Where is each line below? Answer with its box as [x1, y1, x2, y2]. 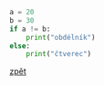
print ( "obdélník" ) [26, 33, 96, 42]
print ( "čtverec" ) [26, 50, 92, 59]
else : [9, 41, 30, 51]
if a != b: [9, 24, 51, 33]
